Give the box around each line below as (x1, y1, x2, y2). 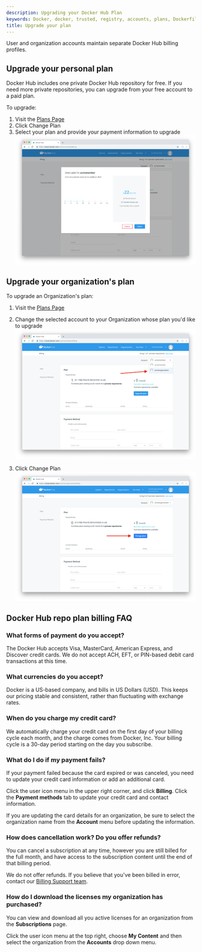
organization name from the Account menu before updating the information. (6, 818, 195, 825)
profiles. (6, 46, 27, 54)
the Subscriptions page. (6, 920, 67, 927)
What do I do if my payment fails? (6, 756, 106, 764)
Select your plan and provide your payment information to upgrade (14, 128, 180, 135)
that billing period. (6, 860, 51, 867)
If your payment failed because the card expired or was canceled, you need (6, 769, 194, 776)
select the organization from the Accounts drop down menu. (6, 938, 157, 945)
